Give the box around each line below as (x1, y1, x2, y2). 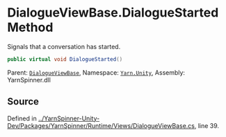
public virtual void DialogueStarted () (7, 55, 123, 63)
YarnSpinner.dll (7, 75, 51, 84)
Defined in (7, 114, 37, 122)
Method (7, 19, 54, 35)
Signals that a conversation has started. (7, 42, 121, 51)
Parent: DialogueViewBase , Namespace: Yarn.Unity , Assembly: (7, 68, 186, 77)
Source (7, 95, 40, 108)
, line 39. (194, 121, 220, 129)
